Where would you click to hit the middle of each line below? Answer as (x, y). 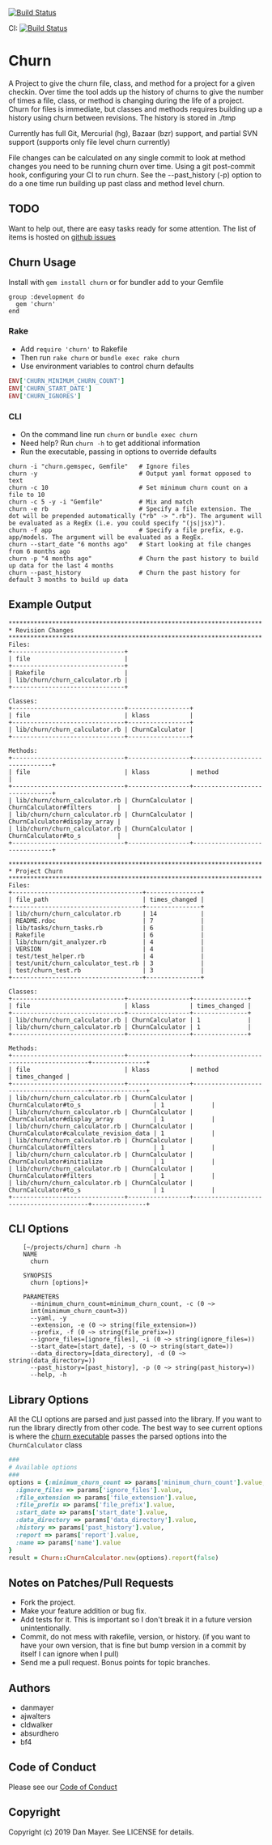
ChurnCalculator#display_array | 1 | (112, 1119)
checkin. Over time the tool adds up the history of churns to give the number (136, 91)
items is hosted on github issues (62, 237)
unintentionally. (45, 1628)
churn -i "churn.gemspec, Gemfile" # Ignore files (99, 466)
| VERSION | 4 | (106, 949)
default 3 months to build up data (68, 580)
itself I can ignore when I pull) (69, 1654)
